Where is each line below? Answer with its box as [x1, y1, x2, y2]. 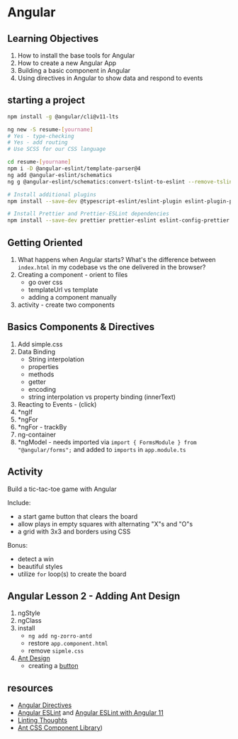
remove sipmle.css [28, 646, 84, 655]
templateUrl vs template [28, 286, 98, 294]
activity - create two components [17, 300, 115, 309]
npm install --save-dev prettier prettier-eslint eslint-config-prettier [7, 217, 230, 224]
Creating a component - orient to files [17, 271, 128, 278]
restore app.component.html [28, 639, 108, 648]
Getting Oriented [7, 237, 83, 249]
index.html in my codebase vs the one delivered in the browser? [17, 263, 206, 271]
